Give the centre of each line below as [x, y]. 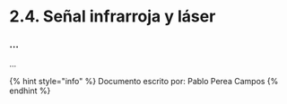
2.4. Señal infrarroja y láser [113, 17]
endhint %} [30, 91]
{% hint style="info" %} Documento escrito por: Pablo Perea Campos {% [144, 82]
